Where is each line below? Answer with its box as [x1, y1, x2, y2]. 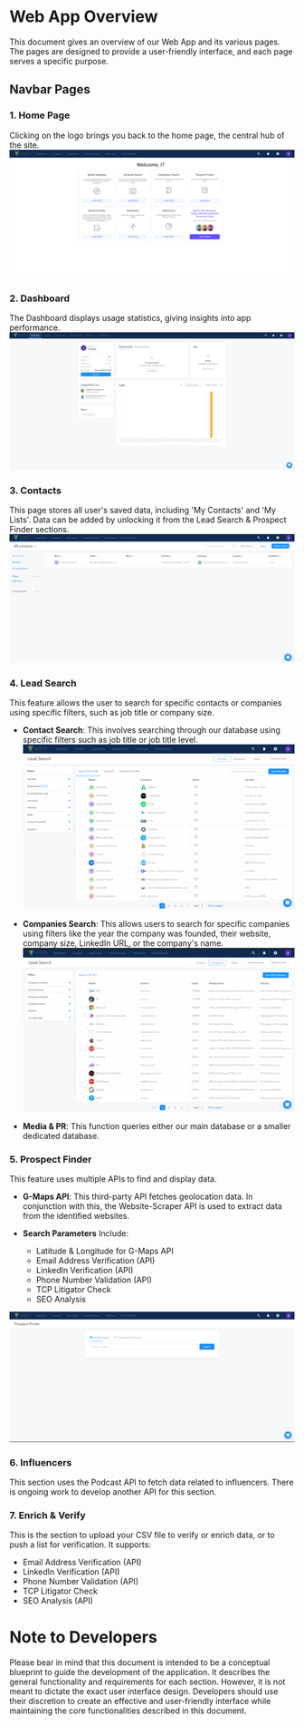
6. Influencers [9, 1456, 72, 1468]
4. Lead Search [9, 677, 77, 690]
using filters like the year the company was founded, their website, [22, 928, 271, 939]
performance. [9, 322, 61, 333]
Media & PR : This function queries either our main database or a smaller [22, 1121, 291, 1132]
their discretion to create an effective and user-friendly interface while [9, 1696, 271, 1707]
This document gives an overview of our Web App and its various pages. [9, 36, 280, 47]
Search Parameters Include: [22, 1228, 129, 1239]
